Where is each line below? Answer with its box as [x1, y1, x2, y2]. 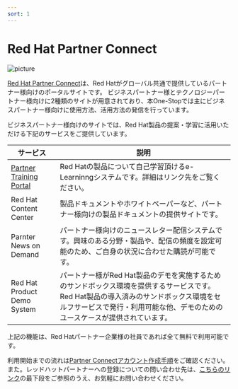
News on [11, 240, 40, 250]
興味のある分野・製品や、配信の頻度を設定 [73, 236, 215, 245]
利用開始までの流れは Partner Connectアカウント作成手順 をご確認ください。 [7, 356, 229, 364]
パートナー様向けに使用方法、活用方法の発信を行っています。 [13, 105, 193, 114]
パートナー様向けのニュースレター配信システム [59, 225, 216, 235]
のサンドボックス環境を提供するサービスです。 [59, 281, 215, 291]
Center [11, 212, 34, 222]
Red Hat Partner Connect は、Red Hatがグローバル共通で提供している [7, 79, 209, 87]
